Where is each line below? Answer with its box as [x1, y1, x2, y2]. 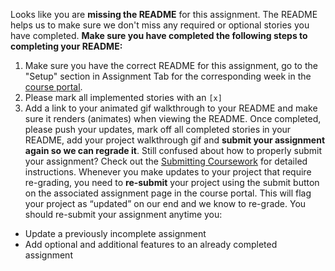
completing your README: [10, 40, 123, 52]
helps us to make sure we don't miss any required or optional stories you [10, 19, 310, 31]
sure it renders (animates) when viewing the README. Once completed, [24, 113, 322, 124]
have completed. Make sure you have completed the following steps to [10, 30, 308, 41]
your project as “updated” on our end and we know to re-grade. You [24, 198, 307, 209]
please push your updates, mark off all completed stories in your [24, 124, 292, 135]
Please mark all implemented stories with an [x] [24, 92, 223, 103]
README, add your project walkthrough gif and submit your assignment [24, 134, 326, 146]
